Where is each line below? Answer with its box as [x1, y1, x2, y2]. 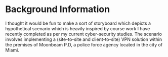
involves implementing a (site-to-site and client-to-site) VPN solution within [5, 36, 162, 42]
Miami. [5, 47, 19, 53]
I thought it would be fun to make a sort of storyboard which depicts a [5, 20, 151, 26]
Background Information [5, 4, 110, 15]
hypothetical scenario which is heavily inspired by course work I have [5, 25, 150, 31]
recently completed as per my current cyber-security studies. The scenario [5, 31, 162, 37]
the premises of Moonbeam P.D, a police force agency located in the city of [5, 41, 163, 47]
